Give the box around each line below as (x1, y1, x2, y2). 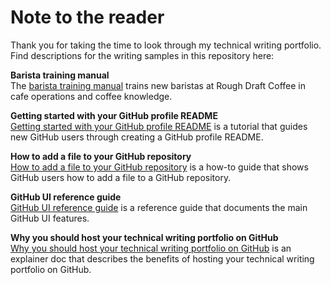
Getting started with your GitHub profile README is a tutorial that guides (10, 120, 308, 132)
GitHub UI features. (10, 212, 90, 224)
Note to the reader (10, 6, 165, 29)
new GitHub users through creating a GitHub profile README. (10, 131, 264, 143)
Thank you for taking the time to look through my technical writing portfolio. (10, 39, 322, 51)
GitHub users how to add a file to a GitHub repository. (10, 171, 232, 183)
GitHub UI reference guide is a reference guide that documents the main (10, 201, 308, 213)
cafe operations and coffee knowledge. (10, 90, 173, 102)
